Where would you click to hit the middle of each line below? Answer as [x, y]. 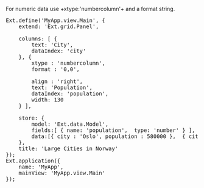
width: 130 [47, 100]
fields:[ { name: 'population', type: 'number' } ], [113, 130]
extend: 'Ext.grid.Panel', [59, 27]
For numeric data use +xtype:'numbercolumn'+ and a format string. [90, 9]
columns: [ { [38, 39]
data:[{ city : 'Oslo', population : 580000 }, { [109, 136]
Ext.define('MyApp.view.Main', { [56, 20]
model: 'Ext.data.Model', [70, 124]
